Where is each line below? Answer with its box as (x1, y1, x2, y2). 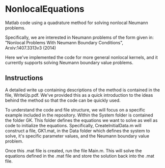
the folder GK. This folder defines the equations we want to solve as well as (5, 117, 158, 123)
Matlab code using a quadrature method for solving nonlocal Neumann (5, 20, 148, 26)
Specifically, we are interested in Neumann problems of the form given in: (5, 34, 154, 40)
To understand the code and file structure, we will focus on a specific (5, 107, 145, 112)
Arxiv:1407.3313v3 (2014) (5, 45, 56, 51)
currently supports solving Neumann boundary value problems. (5, 59, 134, 65)
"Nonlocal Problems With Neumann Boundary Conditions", (5, 39, 124, 45)
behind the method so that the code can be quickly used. (5, 97, 121, 103)
